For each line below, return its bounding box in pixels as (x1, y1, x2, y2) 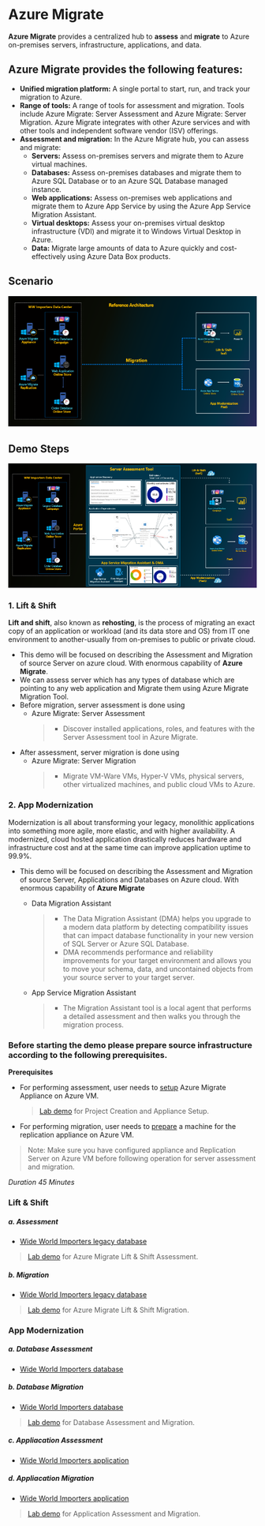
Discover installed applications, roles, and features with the (62, 724, 255, 733)
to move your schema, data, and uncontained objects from (62, 964, 254, 973)
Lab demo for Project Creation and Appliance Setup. (39, 1107, 210, 1116)
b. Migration (8, 1269, 50, 1280)
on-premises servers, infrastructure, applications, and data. (8, 39, 202, 49)
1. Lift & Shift (8, 600, 57, 611)
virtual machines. (31, 159, 88, 169)
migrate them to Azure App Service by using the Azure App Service (31, 201, 251, 211)
